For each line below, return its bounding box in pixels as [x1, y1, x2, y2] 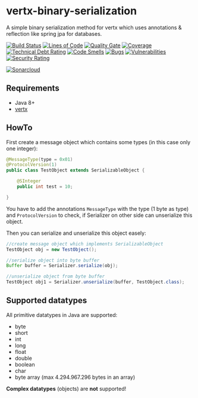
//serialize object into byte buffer [6, 257, 100, 263]
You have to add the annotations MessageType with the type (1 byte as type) [6, 205, 189, 212]
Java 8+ [14, 99, 35, 106]
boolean [14, 360, 35, 368]
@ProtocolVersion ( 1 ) [6, 162, 58, 168]
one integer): [6, 145, 38, 152]
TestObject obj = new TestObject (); [6, 246, 97, 253]
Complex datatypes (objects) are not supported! [6, 385, 127, 392]
